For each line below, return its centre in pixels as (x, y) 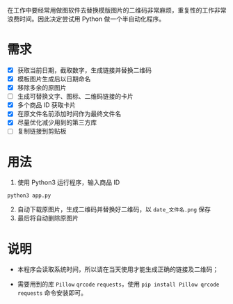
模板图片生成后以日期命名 (54, 79)
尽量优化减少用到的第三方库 (57, 122)
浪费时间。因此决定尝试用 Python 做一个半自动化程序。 (86, 19)
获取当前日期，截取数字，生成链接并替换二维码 (84, 70)
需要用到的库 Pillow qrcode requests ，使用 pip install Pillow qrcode (118, 285)
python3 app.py (29, 196)
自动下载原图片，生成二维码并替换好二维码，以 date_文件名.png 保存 (114, 209)
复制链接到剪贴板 (42, 131)
